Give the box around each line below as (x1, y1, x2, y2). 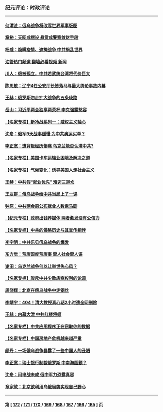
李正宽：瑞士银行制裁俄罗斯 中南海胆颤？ (5, 359, 87, 365)
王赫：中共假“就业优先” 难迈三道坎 (5, 179, 75, 185)
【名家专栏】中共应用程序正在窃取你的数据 (5, 323, 90, 329)
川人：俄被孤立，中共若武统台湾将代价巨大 (5, 71, 90, 76)
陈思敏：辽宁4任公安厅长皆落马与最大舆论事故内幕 (5, 83, 106, 89)
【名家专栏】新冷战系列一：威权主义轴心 (5, 119, 86, 125)
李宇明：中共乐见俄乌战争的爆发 (5, 239, 69, 245)
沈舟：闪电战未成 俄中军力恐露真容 (5, 372, 74, 377)
